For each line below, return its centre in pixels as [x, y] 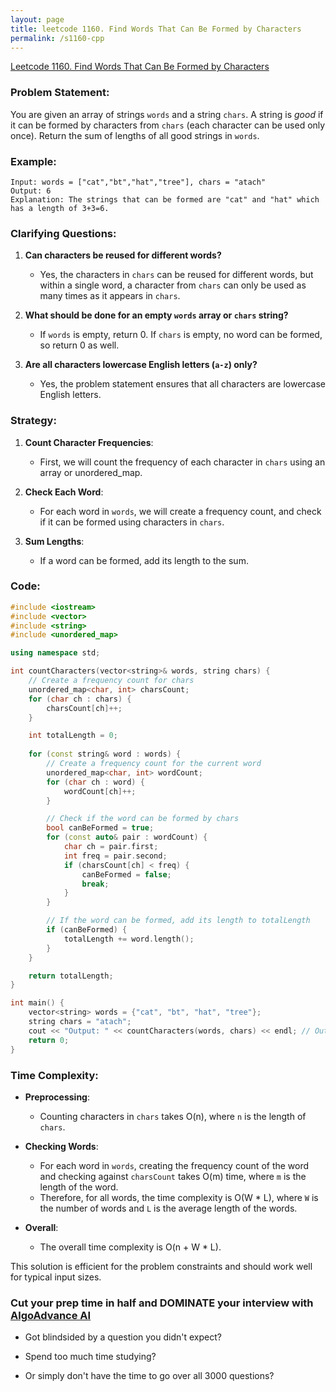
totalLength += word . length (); [129, 939]
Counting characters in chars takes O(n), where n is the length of [173, 1116]
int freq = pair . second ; [115, 856]
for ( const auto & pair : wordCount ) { [127, 837]
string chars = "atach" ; [80, 1022]
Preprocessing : [57, 1097]
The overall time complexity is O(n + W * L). [130, 1247]
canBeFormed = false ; [126, 874]
